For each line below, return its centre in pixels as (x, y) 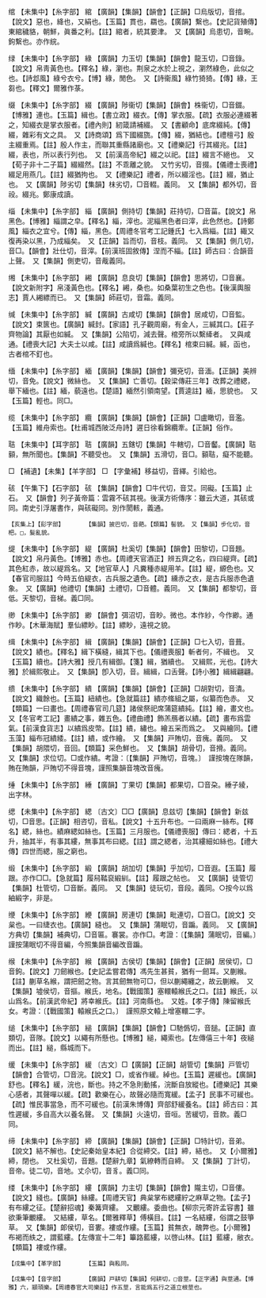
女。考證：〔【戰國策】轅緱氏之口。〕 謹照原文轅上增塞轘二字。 (109, 1011)
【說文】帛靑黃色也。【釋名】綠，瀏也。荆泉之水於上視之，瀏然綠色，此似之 (131, 68)
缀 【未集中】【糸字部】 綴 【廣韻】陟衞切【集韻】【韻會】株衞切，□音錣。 (129, 105)
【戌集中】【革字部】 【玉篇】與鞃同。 (70, 1264)
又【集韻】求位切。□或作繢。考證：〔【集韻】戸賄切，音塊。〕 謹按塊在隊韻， (133, 758)
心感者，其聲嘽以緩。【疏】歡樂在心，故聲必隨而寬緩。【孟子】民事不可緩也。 (133, 1094)
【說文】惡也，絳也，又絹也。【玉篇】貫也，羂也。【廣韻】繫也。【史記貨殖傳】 (133, 21)
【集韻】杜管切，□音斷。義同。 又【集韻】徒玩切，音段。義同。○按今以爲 (131, 888)
